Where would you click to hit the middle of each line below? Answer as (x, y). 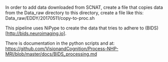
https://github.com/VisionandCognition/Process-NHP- (62, 49)
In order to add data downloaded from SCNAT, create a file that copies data (84, 7)
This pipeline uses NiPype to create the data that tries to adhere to (75, 28)
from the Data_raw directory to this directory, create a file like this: (74, 13)
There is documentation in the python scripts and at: (60, 43)
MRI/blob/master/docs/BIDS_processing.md (51, 54)
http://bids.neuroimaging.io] (36, 33)
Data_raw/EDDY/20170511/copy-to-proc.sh (50, 18)
